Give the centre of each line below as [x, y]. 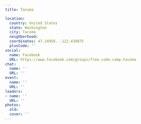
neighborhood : [24, 37]
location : [15, 18]
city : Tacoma [23, 32]
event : [12, 78]
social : [13, 50]
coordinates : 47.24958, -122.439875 [47, 41]
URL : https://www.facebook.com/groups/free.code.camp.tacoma [73, 59]
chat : [10, 64]
